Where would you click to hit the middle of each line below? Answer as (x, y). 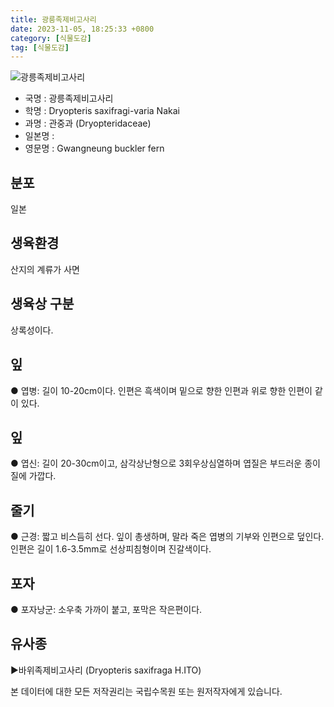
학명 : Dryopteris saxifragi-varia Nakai (102, 111)
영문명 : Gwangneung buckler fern (94, 148)
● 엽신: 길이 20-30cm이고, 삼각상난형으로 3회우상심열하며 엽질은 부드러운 (156, 463)
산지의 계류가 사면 (45, 269)
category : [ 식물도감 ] (51, 38)
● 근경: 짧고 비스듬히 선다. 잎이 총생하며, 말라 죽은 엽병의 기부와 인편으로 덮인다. (167, 537)
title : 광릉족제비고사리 (53, 19)
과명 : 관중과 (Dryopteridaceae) (88, 123)
